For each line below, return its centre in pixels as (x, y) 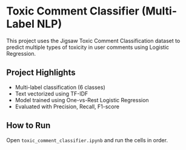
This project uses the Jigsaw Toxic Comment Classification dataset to (93, 41)
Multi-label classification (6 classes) (60, 87)
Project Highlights (41, 73)
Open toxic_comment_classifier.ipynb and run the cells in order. (87, 140)
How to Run (28, 126)
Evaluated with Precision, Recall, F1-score (67, 106)
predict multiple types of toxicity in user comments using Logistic (88, 47)
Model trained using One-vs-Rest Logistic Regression (82, 100)
